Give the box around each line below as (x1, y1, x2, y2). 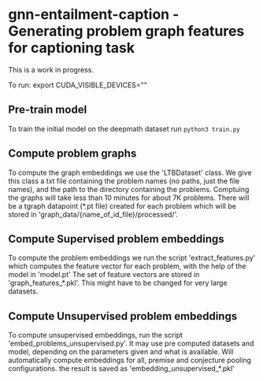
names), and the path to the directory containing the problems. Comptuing (8, 184, 250, 194)
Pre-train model (8, 103, 87, 117)
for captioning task (8, 39, 135, 57)
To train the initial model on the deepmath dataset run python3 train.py (8, 124, 240, 133)
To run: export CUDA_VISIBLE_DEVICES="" (8, 80, 148, 90)
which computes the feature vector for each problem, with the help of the (8, 261, 246, 271)
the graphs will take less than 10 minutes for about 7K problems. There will (8, 193, 250, 202)
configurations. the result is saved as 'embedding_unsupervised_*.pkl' (8, 364, 235, 373)
